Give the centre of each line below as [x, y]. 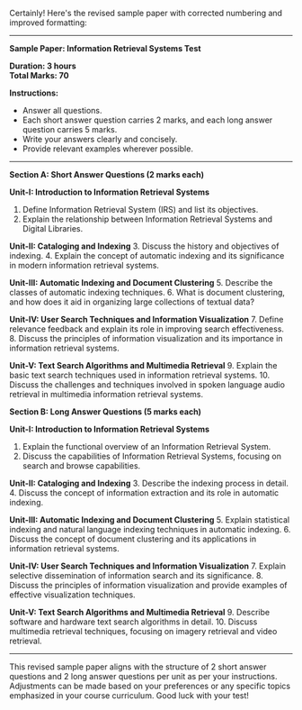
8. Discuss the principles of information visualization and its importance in [146, 338]
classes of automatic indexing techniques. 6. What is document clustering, [147, 292]
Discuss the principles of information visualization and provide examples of [148, 585]
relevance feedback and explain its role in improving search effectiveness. [147, 329]
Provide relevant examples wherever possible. [107, 149]
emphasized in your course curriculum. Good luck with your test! [129, 696]
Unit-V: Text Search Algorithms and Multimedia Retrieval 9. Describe [140, 612]
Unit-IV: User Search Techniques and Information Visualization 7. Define [147, 319]
